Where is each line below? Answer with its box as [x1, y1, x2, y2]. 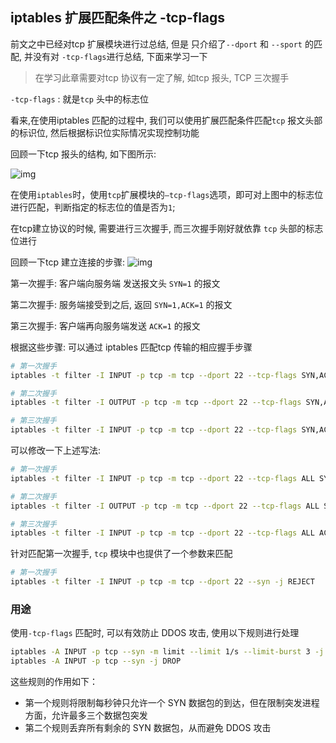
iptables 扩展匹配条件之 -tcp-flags [10, 9, 226, 27]
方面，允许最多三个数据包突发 [24, 709, 148, 722]
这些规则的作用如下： [10, 676, 98, 688]
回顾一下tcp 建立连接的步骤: [10, 256, 125, 268]
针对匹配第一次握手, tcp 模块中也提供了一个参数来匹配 [10, 548, 233, 560]
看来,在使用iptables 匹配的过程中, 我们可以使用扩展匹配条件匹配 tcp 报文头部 [10, 114, 323, 126]
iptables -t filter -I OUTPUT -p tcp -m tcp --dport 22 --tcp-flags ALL [10, 501, 320, 511]
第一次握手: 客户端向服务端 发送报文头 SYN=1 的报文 [10, 277, 221, 289]
